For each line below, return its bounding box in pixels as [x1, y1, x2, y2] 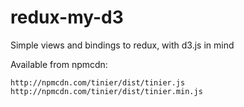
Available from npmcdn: [10, 58, 108, 70]
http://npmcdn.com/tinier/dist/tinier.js [10, 77, 186, 88]
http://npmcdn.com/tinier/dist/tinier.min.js [10, 86, 203, 96]
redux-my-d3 [10, 6, 124, 29]
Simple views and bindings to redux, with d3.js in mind [10, 39, 235, 51]
